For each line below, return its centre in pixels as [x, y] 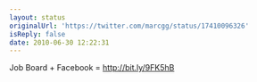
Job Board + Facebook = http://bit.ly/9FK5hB [92, 68]
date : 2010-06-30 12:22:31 [59, 42]
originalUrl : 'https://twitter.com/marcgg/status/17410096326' [129, 26]
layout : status [37, 17]
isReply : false [37, 34]
